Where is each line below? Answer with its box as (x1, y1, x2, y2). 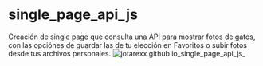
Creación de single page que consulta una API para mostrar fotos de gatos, (8, 32, 256, 41)
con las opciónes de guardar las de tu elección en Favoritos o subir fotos (8, 40, 247, 49)
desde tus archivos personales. (8, 49, 112, 58)
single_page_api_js (8, 6, 138, 24)
